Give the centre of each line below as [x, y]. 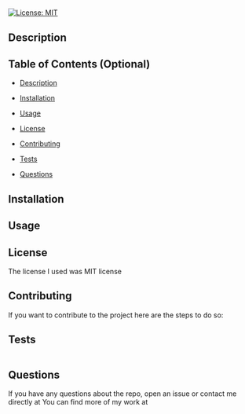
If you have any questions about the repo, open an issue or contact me [122, 394]
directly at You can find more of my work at [78, 402]
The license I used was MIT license [65, 271]
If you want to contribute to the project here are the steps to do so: [116, 315]
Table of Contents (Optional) [79, 64]
